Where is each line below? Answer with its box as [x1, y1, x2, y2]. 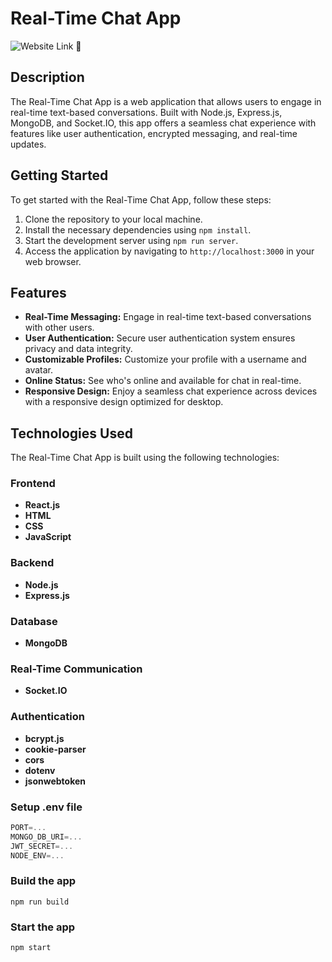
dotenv [24, 764, 56, 776]
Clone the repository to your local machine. [24, 213, 203, 225]
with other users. [24, 322, 95, 334]
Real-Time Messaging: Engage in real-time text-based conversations [24, 311, 312, 323]
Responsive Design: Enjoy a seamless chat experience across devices [24, 385, 318, 397]
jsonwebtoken [24, 775, 87, 787]
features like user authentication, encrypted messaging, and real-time [10, 127, 298, 139]
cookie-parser [24, 743, 87, 755]
